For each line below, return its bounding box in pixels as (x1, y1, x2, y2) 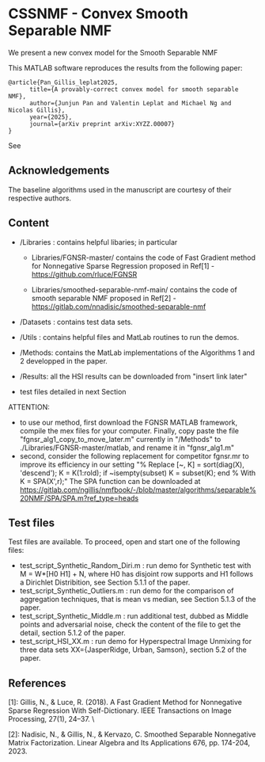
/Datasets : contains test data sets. (19, 317, 133, 326)
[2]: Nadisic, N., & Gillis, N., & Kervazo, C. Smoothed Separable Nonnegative (8, 730, 256, 739)
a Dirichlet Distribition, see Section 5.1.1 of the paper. (19, 577, 191, 587)
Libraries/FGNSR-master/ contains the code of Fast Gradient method (31, 253, 256, 262)
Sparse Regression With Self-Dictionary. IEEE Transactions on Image (8, 706, 232, 715)
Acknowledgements (8, 164, 110, 177)
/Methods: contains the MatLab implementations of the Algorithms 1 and (19, 348, 256, 357)
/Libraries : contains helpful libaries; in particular (19, 237, 178, 246)
